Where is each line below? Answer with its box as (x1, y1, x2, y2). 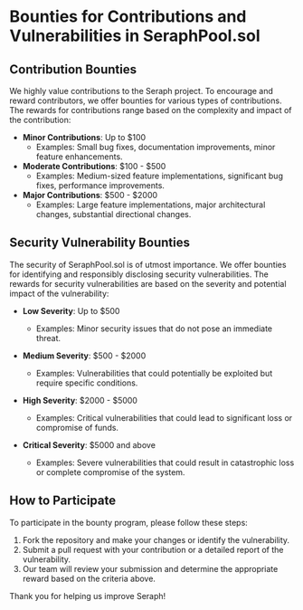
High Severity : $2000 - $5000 (22, 395, 138, 405)
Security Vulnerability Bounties (9, 235, 190, 251)
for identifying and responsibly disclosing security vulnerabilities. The (9, 269, 269, 280)
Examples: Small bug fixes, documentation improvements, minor (35, 142, 276, 152)
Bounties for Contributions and (9, 6, 247, 27)
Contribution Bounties (9, 62, 137, 77)
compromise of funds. (35, 422, 119, 433)
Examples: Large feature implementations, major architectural (35, 199, 266, 210)
